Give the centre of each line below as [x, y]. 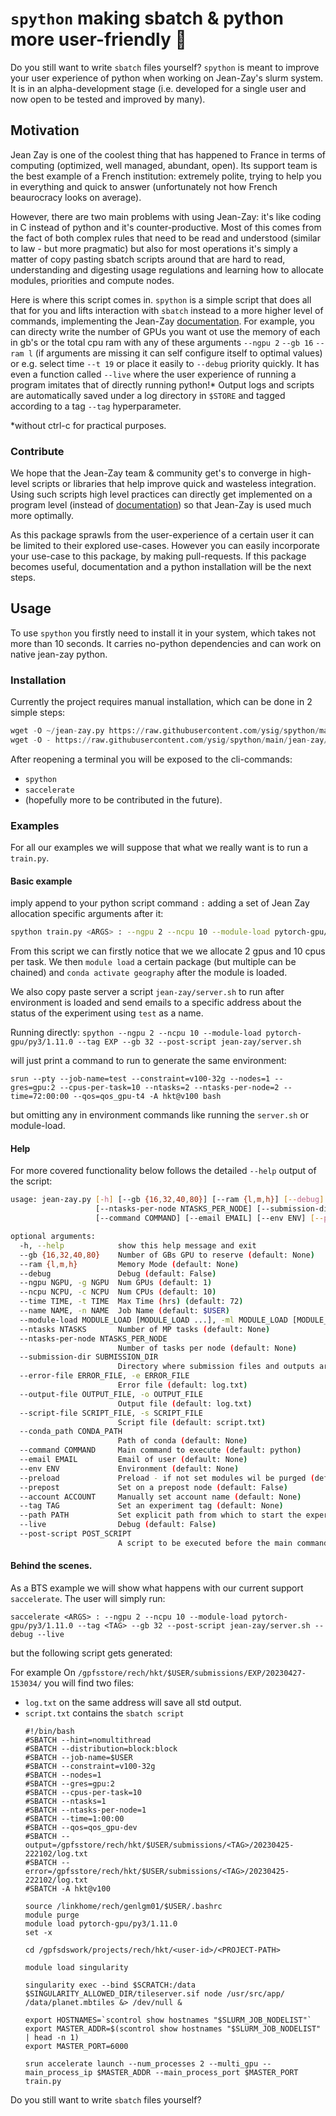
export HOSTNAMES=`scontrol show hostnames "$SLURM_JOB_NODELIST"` [168, 2020]
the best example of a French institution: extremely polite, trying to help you [166, 176]
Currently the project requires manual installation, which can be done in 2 [161, 702]
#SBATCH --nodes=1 [63, 1775]
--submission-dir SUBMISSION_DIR [89, 1357]
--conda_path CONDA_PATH [71, 1432]
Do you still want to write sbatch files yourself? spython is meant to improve [165, 67]
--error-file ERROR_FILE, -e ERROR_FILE [104, 1376]
